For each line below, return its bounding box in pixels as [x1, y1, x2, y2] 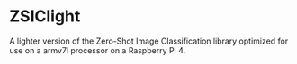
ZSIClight [9, 6, 81, 27]
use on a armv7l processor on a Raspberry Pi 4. [9, 44, 186, 55]
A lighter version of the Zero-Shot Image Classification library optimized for [9, 36, 289, 46]
